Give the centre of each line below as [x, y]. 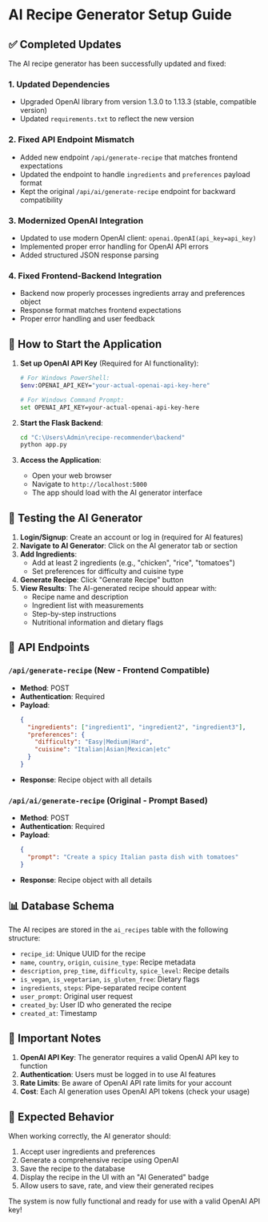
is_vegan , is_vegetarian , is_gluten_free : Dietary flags [110, 979]
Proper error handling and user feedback [87, 319]
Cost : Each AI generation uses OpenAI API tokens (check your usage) [135, 1091]
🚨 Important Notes [55, 1038]
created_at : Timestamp [58, 1013]
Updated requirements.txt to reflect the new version [107, 119]
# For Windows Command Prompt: [72, 400]
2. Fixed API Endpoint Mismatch [71, 140]
